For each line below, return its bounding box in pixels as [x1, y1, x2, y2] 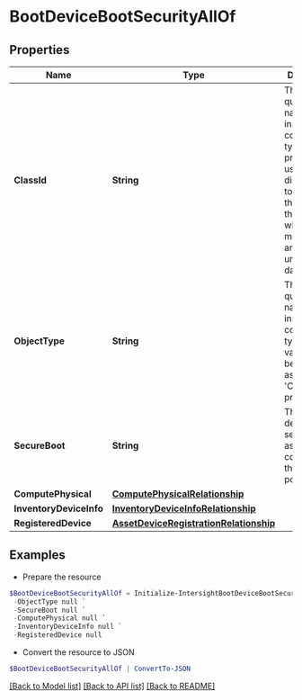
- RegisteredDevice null [13, 631, 102, 640]
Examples [9, 547, 66, 563]
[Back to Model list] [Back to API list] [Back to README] [9, 680, 216, 691]
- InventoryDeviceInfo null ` [13, 623, 123, 632]
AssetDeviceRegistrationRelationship [111, 517, 276, 529]
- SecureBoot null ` [13, 606, 87, 615]
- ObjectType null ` [13, 597, 87, 606]
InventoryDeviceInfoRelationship [111, 502, 256, 515]
